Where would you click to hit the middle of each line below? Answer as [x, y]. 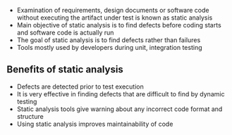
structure [30, 116]
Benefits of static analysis [65, 70]
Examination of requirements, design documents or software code [113, 10]
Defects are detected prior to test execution [80, 86]
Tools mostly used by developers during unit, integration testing [109, 47]
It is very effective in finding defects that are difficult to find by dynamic [121, 94]
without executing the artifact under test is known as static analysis [115, 18]
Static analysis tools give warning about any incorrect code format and [120, 109]
